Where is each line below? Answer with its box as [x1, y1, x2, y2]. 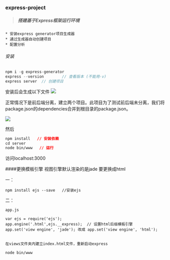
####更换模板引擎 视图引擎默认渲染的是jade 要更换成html [5, 166, 125, 172]
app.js [5, 207, 19, 213]
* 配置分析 [5, 42, 25, 47]
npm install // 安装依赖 [5, 136, 59, 141]
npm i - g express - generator [5, 69, 65, 75]
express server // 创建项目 [5, 79, 64, 84]
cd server [5, 141, 26, 146]
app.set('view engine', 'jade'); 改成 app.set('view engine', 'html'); [5, 227, 158, 232]
